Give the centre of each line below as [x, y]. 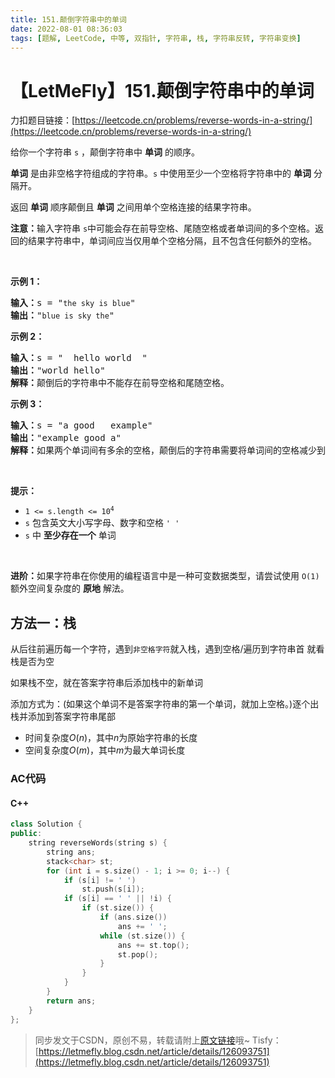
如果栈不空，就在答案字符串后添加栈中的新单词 [106, 683]
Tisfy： [266, 1040]
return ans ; [71, 1001]
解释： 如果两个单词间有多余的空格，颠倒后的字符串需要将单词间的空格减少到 [168, 450]
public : [26, 834]
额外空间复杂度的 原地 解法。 [70, 588]
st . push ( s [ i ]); [113, 889]
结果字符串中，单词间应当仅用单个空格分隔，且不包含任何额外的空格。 [172, 241]
